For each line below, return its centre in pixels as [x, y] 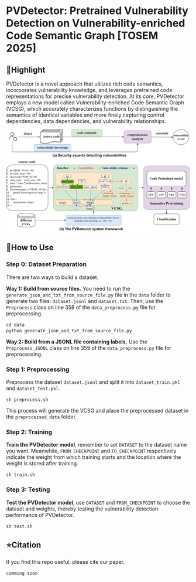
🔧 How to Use [30, 248]
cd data [16, 325]
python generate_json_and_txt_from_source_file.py [69, 331]
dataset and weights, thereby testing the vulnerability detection [82, 509]
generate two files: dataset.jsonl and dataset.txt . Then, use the [85, 301]
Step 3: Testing [28, 489]
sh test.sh [19, 526]
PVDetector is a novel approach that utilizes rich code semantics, [85, 84]
